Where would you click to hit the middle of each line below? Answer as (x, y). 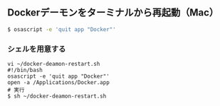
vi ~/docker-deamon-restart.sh (54, 64)
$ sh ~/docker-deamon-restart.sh (57, 96)
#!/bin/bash (25, 70)
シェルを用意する (37, 49)
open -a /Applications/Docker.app (59, 82)
